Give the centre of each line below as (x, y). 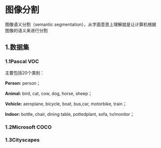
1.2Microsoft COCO (28, 127)
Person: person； (23, 83)
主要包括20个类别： (25, 73)
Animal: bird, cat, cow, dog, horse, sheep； (49, 93)
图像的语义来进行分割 (26, 30)
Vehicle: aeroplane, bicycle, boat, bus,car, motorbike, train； (66, 104)
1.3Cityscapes (22, 140)
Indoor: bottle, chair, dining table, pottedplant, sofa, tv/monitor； (70, 114)
